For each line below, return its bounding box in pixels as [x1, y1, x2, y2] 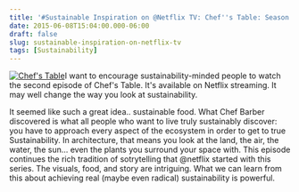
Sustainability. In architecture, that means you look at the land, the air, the [9, 135, 279, 146]
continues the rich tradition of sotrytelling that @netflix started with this [9, 154, 271, 164]
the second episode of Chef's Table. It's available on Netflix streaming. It [9, 80, 277, 91]
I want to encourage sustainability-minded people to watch [64, 70, 281, 81]
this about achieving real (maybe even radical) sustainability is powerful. [9, 172, 275, 183]
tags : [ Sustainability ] [9, 46, 98, 55]
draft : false [9, 29, 58, 38]
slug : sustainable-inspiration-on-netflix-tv [9, 37, 181, 47]
